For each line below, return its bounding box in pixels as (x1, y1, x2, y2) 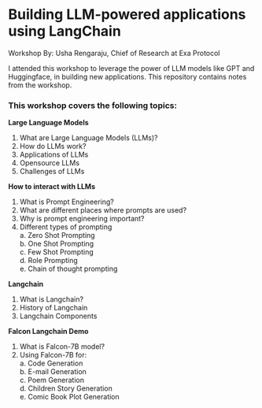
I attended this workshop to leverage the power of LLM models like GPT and (8, 63, 255, 72)
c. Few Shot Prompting (19, 247, 94, 257)
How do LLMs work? (19, 142, 87, 151)
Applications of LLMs (19, 150, 89, 159)
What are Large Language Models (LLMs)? (19, 133, 158, 143)
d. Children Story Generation (19, 384, 113, 393)
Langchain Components (19, 311, 98, 321)
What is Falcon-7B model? (19, 342, 105, 351)
